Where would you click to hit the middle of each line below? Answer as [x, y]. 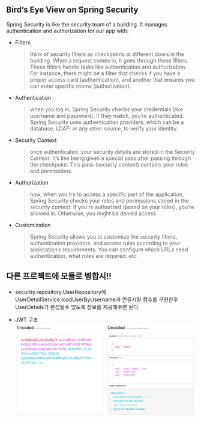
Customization [33, 225]
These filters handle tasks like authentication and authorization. [108, 67]
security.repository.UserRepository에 [61, 292]
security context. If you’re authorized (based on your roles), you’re [112, 207]
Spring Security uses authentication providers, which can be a [107, 122]
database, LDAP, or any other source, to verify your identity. [104, 128]
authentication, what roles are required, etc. [84, 255]
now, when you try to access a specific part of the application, [107, 194]
